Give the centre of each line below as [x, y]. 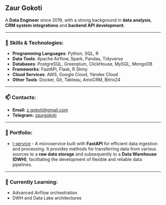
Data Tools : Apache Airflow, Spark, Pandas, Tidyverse [68, 59]
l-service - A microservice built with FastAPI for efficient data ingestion [85, 143]
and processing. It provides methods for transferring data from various [84, 149]
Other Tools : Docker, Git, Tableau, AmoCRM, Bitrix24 [66, 80]
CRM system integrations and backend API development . [65, 25]
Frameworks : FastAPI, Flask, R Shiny [50, 69]
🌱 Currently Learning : [32, 182]
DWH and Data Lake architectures [47, 198]
